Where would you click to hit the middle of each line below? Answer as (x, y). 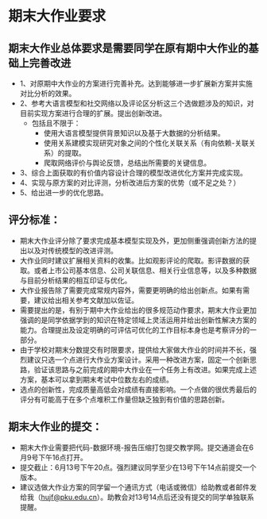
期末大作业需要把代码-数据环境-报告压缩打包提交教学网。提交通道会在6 (137, 447)
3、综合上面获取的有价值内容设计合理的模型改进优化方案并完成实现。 (133, 173)
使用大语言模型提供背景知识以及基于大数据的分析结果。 (134, 133)
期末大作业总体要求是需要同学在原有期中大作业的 (128, 48)
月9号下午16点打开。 (53, 457)
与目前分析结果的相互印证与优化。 (75, 280)
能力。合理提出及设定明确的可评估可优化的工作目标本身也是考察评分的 (135, 329)
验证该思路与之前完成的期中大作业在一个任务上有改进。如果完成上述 (145, 369)
